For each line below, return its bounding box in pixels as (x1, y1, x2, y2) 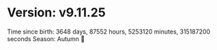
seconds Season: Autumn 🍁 (7, 34, 85, 42)
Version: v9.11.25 (7, 5, 106, 21)
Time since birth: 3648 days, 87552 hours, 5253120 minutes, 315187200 (7, 27, 210, 36)
